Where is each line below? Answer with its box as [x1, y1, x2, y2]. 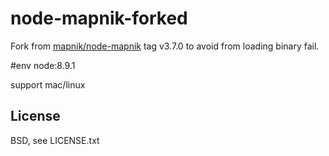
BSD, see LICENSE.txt [10, 134, 100, 146]
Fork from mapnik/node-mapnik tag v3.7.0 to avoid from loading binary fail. [10, 40, 320, 52]
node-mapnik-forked [10, 7, 188, 30]
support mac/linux [10, 78, 86, 91]
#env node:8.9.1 [10, 59, 76, 71]
